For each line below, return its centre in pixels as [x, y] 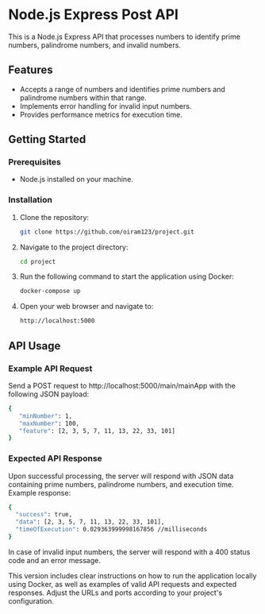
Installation [31, 200]
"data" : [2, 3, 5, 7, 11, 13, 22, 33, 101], [90, 522]
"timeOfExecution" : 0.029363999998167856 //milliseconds [111, 530]
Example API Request [50, 369]
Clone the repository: [54, 217]
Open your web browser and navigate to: [86, 307]
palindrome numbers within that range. [83, 98]
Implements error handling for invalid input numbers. [106, 106]
